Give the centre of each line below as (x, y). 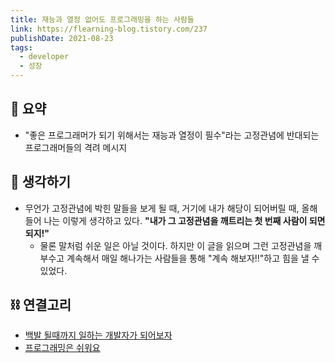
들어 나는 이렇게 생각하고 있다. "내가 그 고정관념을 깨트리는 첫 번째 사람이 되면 (175, 220)
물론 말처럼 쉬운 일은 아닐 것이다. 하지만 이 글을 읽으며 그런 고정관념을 (175, 245)
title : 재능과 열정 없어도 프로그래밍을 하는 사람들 (102, 19)
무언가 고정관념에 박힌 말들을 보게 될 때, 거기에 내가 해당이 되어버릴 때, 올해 (171, 208)
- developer (44, 57)
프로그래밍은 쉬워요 (62, 348)
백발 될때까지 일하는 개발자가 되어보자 (98, 335)
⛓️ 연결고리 (41, 305)
